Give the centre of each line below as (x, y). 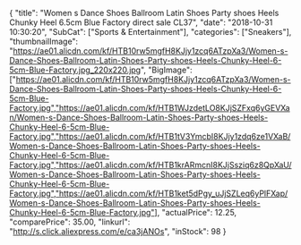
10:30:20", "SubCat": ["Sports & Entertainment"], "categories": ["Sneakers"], (150, 32)
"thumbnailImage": (44, 41)
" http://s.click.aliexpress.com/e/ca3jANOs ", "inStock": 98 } (118, 231)
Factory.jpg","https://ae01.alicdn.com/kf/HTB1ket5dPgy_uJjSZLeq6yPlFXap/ (149, 193)
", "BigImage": (166, 70)
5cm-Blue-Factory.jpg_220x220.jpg (75, 70)
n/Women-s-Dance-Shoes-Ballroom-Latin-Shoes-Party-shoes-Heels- (139, 117)
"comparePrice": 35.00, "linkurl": (70, 222)
